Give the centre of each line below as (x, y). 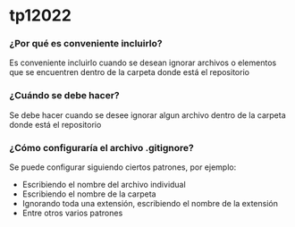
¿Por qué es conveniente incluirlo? (86, 44)
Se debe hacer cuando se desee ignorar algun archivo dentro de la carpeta (147, 115)
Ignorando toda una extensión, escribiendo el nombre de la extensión (150, 204)
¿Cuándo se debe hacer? (64, 96)
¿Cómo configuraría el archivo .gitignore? (101, 147)
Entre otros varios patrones (72, 213)
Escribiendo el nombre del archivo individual (104, 185)
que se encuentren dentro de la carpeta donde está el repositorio (130, 72)
